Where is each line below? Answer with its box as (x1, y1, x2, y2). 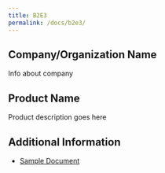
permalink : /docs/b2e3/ (8, 19, 86, 27)
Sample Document (19, 156, 80, 165)
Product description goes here (8, 112, 107, 122)
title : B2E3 (8, 11, 47, 20)
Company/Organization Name (8, 48, 157, 61)
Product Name (8, 91, 80, 105)
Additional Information (8, 135, 121, 149)
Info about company (8, 68, 73, 79)
